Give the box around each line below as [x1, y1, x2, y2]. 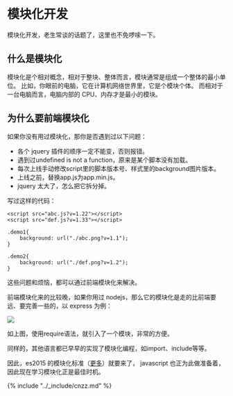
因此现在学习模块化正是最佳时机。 [7, 368, 105, 376]
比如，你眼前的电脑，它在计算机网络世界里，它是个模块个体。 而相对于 [20, 81, 223, 90]
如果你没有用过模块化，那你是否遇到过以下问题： [7, 132, 147, 140]
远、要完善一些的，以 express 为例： [7, 302, 112, 310]
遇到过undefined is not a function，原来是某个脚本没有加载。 [17, 156, 192, 164]
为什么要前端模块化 [7, 113, 89, 124]
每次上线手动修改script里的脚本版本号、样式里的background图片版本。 [17, 164, 221, 172]
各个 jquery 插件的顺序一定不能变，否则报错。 [17, 147, 149, 155]
